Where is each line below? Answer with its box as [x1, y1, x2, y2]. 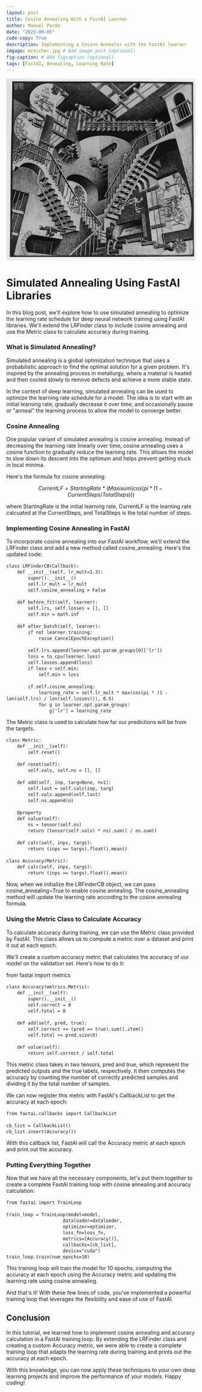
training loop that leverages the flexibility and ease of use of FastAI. [6, 1295, 173, 1303]
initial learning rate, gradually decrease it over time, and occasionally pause [6, 400, 194, 407]
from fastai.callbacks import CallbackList [6, 1110, 117, 1116]
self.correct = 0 [28, 1002, 71, 1008]
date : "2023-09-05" [6, 29, 55, 35]
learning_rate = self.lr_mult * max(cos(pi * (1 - [38, 690, 168, 696]
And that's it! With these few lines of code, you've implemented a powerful [6, 1289, 191, 1297]
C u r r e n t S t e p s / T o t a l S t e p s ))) [67, 491, 135, 498]
